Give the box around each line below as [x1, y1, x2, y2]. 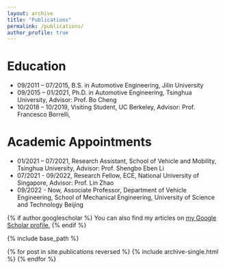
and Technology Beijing [16, 201, 84, 209]
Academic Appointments [7, 134, 152, 150]
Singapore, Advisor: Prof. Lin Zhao [16, 179, 114, 187]
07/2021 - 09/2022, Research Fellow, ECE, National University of [16, 172, 200, 180]
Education [7, 59, 66, 74]
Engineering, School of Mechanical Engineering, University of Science [16, 193, 215, 202]
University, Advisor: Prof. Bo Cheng [16, 96, 118, 104]
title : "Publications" [7, 16, 72, 23]
